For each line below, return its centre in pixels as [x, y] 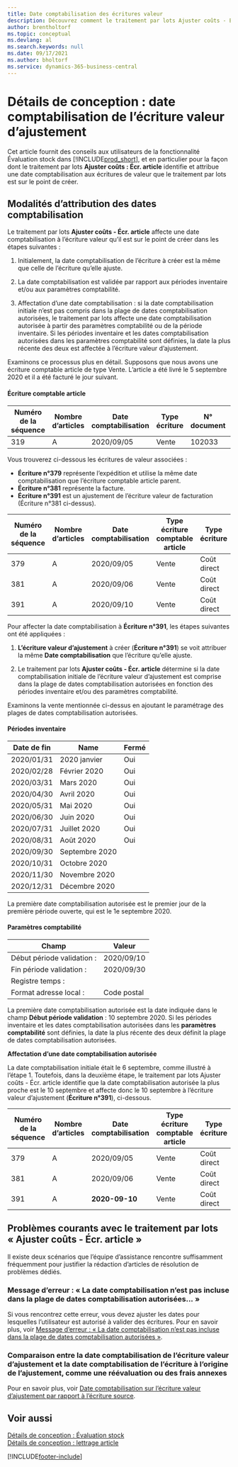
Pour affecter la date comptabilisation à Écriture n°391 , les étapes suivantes [119, 626]
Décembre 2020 [87, 886]
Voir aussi [30, 1418]
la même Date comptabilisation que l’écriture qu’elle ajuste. [105, 655]
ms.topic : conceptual [39, 34]
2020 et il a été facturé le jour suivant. [63, 377]
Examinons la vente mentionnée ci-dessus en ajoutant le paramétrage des [116, 705]
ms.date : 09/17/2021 [38, 54]
